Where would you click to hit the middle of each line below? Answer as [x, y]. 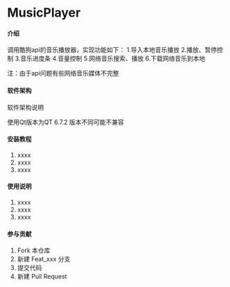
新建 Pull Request [42, 277]
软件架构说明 [25, 107]
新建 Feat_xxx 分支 [44, 259]
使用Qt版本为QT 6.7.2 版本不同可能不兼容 [66, 122]
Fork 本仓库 [34, 250]
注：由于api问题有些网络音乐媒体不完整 [63, 73]
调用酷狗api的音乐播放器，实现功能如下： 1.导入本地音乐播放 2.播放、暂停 [112, 50]
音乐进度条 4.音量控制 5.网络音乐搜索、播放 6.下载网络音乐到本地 [113, 59]
